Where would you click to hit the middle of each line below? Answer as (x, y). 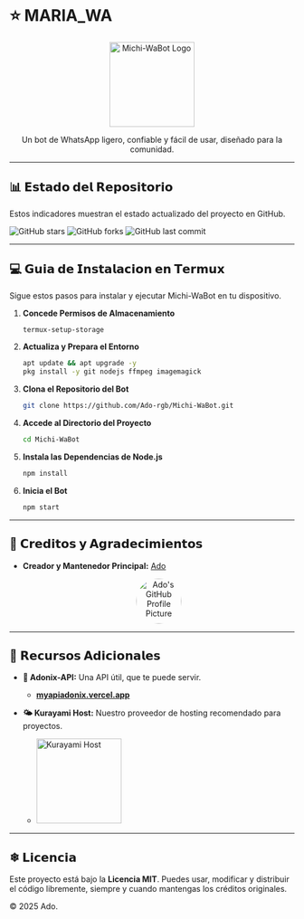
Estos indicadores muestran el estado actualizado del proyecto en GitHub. (147, 213)
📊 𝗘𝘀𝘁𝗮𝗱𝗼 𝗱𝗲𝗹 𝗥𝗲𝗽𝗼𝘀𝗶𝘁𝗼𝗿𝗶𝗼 (91, 188)
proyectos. (43, 726)
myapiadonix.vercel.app (83, 695)
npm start (41, 507)
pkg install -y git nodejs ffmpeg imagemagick (112, 372)
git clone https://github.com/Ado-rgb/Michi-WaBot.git (128, 406)
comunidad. (152, 149)
